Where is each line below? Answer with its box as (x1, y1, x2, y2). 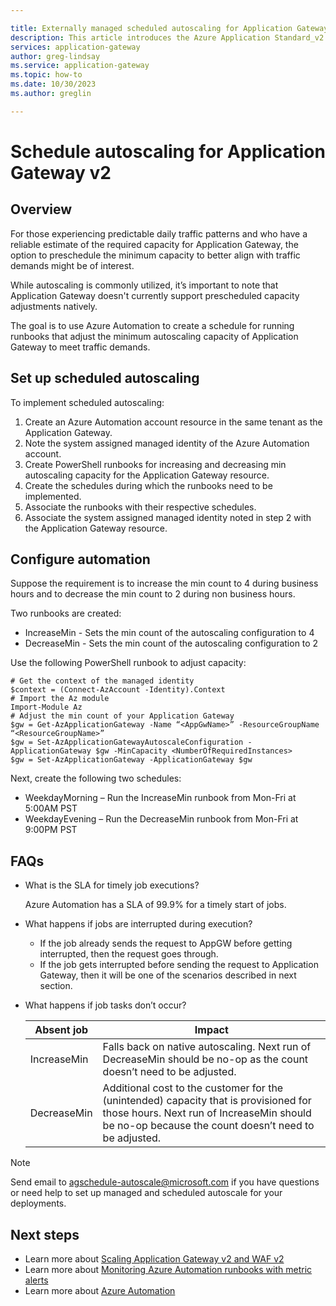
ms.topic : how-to (10, 70, 83, 80)
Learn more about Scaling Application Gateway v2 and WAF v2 (24, 1253, 285, 1265)
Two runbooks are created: (10, 607, 122, 620)
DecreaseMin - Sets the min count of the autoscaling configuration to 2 (24, 637, 319, 650)
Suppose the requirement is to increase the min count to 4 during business (10, 577, 319, 590)
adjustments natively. (10, 300, 98, 312)
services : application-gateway (10, 42, 141, 52)
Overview (10, 201, 73, 218)
